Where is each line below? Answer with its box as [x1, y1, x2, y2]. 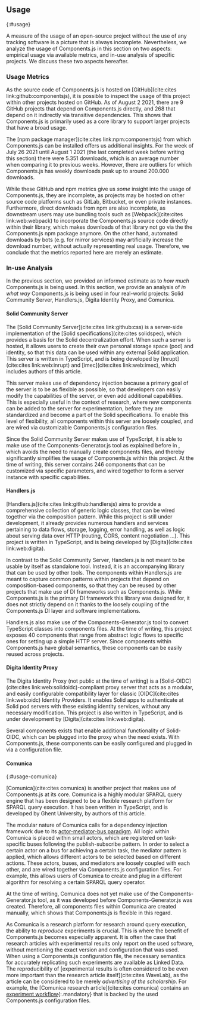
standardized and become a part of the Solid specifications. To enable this [6, 411, 189, 418]
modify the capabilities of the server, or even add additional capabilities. [6, 392, 183, 399]
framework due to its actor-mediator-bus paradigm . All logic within [6, 828, 170, 835]
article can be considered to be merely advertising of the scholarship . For [6, 978, 187, 985]
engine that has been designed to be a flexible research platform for [6, 797, 173, 805]
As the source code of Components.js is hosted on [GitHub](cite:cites [6, 86, 177, 93]
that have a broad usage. [6, 124, 67, 131]
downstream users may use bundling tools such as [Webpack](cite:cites [6, 211, 183, 218]
